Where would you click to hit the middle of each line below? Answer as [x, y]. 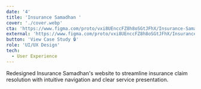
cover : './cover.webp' [34, 23]
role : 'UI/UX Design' [33, 45]
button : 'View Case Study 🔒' [42, 39]
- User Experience [35, 56]
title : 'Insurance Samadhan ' [44, 17]
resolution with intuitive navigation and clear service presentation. [87, 79]
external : [19, 34]
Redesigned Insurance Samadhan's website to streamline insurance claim [97, 73]
